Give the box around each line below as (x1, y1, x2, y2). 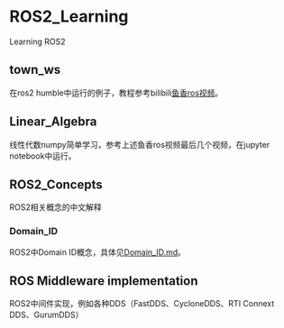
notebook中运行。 (9, 150, 77, 161)
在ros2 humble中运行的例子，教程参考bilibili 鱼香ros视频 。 (9, 87, 224, 98)
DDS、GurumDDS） (9, 309, 84, 321)
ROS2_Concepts (9, 177, 104, 192)
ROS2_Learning (9, 6, 129, 27)
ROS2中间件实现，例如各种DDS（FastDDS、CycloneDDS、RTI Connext (9, 298, 275, 309)
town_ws (9, 62, 61, 77)
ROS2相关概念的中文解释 (9, 202, 102, 213)
